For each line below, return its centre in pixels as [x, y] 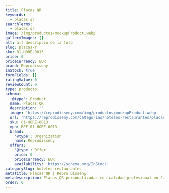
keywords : [16, 15]
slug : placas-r [21, 47]
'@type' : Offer [30, 150]
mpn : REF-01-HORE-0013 [33, 127]
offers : [18, 146]
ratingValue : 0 [21, 80]
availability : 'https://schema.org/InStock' [62, 164]
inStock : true [20, 71]
